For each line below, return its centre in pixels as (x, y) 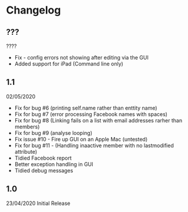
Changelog (33, 10)
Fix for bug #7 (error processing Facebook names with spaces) (91, 114)
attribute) (26, 151)
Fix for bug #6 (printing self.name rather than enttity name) (86, 108)
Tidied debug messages (44, 170)
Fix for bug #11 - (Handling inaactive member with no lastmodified (94, 145)
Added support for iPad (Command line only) (69, 64)
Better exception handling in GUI (54, 164)
